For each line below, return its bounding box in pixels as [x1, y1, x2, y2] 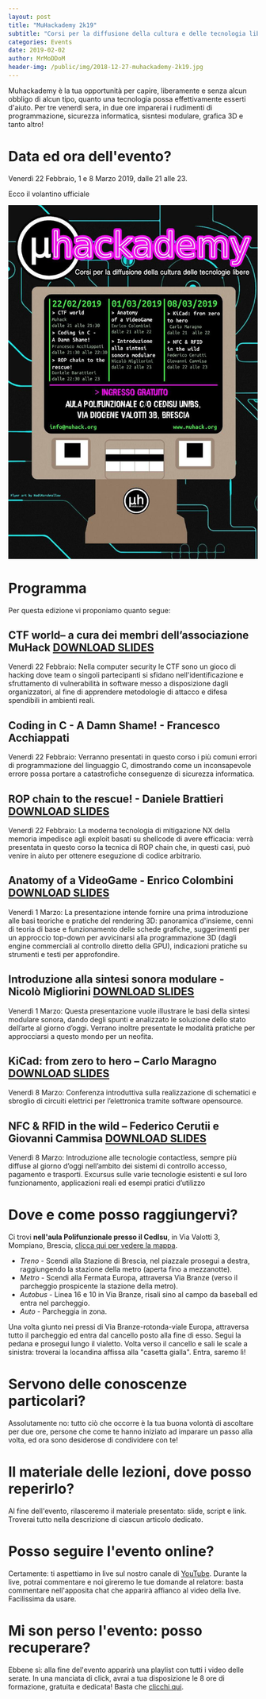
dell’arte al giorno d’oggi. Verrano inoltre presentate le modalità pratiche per [8, 1023, 256, 1033]
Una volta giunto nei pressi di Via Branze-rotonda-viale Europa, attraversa [8, 1323, 249, 1332]
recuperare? [8, 1639, 91, 1657]
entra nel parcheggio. [19, 1299, 90, 1308]
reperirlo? [8, 1480, 75, 1498]
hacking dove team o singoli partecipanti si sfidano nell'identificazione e [8, 670, 244, 680]
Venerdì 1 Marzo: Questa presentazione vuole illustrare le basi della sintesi [8, 1006, 251, 1016]
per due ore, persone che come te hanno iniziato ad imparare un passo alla [8, 1427, 253, 1437]
